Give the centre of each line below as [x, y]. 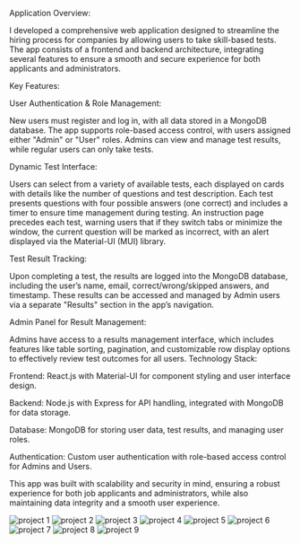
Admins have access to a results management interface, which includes [142, 339]
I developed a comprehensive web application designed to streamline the [145, 30]
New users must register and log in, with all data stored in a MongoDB [138, 121]
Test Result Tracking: [48, 259]
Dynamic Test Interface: [53, 167]
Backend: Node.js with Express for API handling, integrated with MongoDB [146, 403]
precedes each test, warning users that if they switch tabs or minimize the [146, 222]
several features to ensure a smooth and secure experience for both [135, 59]
